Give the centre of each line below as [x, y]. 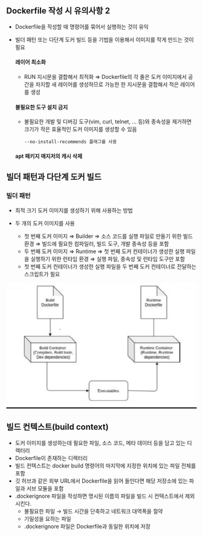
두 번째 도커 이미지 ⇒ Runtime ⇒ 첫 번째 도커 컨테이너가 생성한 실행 [104, 251]
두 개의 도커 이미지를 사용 [45, 223]
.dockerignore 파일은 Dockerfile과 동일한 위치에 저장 [87, 526]
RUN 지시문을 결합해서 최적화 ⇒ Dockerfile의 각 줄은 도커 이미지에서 [105, 77]
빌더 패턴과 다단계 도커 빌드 [54, 177]
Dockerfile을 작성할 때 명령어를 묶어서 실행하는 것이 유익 [82, 27]
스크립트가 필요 [42, 274]
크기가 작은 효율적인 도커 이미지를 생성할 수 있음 [80, 129]
